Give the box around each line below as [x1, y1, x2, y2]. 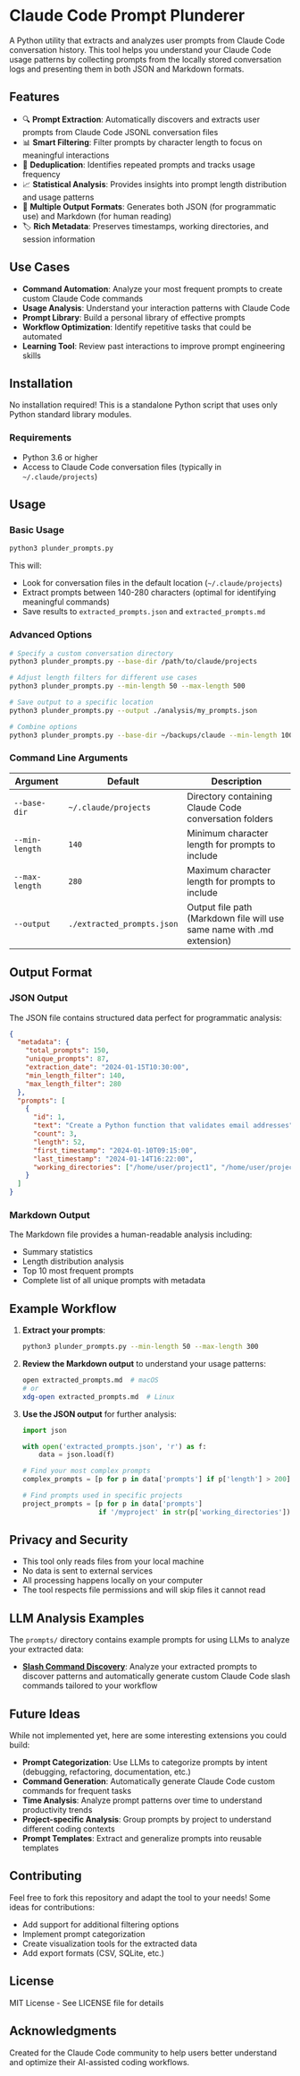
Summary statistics [21, 1247, 94, 1257]
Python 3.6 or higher [21, 451, 98, 462]
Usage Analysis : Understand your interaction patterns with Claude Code [21, 302, 290, 313]
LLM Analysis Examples [9, 1610, 145, 1626]
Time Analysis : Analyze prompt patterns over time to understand [21, 1795, 262, 1806]
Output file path [187, 901, 253, 914]
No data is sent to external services [21, 1566, 154, 1576]
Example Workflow [9, 1300, 117, 1317]
